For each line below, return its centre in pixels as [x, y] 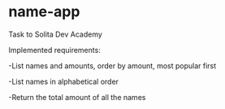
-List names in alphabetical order [64, 81]
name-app [44, 12]
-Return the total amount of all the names [77, 97]
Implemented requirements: [55, 50]
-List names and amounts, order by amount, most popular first [112, 65]
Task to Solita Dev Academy [56, 34]
